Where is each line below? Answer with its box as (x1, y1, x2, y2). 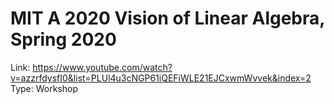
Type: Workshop (10, 82, 79, 94)
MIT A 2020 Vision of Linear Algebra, (10, 7, 325, 30)
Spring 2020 (10, 28, 117, 51)
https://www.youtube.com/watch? (32, 61, 173, 73)
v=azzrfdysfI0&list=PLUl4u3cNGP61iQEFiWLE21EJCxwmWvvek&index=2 (10, 72, 312, 84)
